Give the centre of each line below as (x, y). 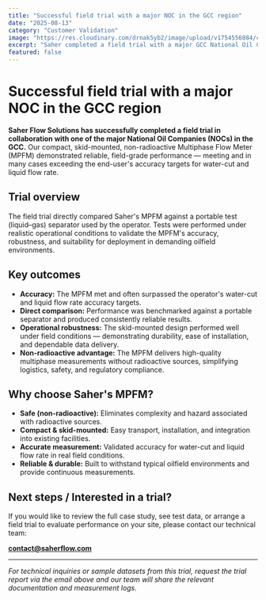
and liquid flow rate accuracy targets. (80, 302)
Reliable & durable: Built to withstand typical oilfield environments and (134, 464)
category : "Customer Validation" (63, 30)
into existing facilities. (55, 439)
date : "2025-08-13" (40, 23)
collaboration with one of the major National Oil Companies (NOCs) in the (131, 139)
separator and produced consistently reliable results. (106, 319)
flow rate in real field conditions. (72, 455)
